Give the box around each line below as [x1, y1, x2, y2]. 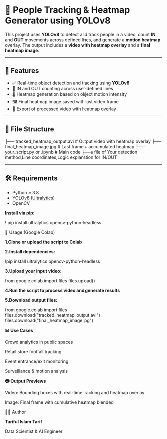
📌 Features [5, 67, 39, 75]
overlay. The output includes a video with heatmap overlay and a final [5, 42, 150, 48]
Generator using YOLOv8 [5, 15, 111, 26]
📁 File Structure [5, 125, 54, 134]
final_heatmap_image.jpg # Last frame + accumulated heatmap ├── [5, 143, 145, 149]
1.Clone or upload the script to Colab [5, 239, 82, 245]
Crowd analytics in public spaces [5, 339, 73, 345]
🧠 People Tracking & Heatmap [5, 4, 130, 16]
